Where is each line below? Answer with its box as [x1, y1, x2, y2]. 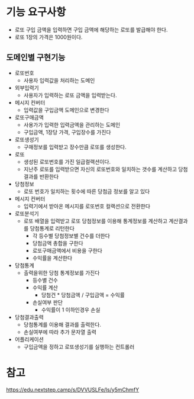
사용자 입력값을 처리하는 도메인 [23, 76, 95, 83]
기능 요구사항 [6, 5, 66, 19]
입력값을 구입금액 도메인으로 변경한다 [23, 106, 109, 113]
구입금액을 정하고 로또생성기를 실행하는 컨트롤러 [23, 343, 135, 350]
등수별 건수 [32, 276, 58, 284]
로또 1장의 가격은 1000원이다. [14, 33, 83, 40]
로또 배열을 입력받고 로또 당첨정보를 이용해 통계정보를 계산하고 [23, 217, 167, 224]
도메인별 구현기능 [6, 53, 66, 63]
